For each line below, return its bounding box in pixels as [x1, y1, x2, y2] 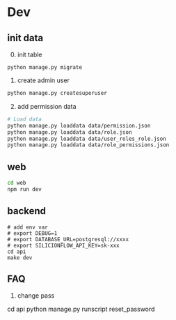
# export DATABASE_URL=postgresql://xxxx [7, 236, 129, 243]
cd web [7, 179, 26, 187]
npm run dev [7, 185, 42, 192]
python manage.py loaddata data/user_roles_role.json [7, 135, 167, 142]
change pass [17, 291, 55, 300]
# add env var [7, 224, 49, 231]
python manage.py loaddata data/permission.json [7, 122, 151, 129]
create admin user [17, 76, 70, 84]
